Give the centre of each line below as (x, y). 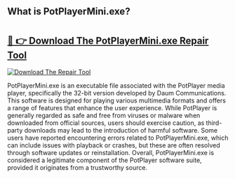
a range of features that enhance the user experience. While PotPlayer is (112, 108)
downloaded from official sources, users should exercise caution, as (106, 123)
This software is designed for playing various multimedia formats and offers (117, 100)
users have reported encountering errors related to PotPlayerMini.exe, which (118, 138)
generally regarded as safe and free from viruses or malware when (104, 115)
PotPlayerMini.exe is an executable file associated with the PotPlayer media (116, 86)
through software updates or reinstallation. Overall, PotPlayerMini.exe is (111, 153)
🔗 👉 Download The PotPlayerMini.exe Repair (108, 40)
